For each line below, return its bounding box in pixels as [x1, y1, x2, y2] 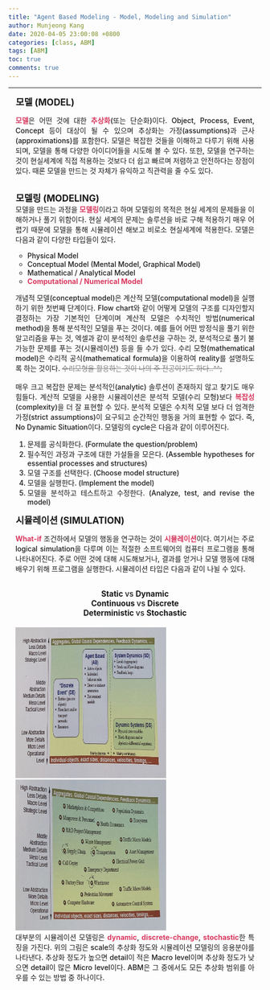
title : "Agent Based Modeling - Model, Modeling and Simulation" [8, 13, 231, 21]
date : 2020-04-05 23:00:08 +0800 [8, 30, 121, 38]
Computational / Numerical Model [27, 276, 143, 285]
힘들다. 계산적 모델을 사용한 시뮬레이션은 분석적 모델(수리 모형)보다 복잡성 [15, 392, 255, 401]
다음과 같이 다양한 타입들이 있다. [15, 234, 117, 244]
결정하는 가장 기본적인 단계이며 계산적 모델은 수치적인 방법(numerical [15, 313, 255, 322]
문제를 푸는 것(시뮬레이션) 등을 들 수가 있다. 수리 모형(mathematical [37, 343, 255, 353]
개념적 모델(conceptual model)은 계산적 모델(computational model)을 [15, 293, 240, 302]
